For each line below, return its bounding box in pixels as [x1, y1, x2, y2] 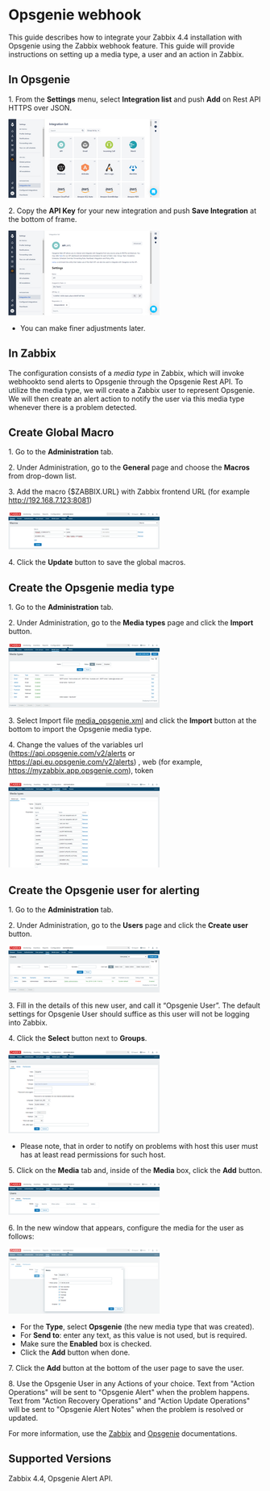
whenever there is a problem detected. [8, 402, 137, 412]
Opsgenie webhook [8, 6, 142, 24]
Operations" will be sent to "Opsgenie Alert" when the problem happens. [8, 1388, 250, 1397]
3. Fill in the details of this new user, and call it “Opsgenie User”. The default [8, 1000, 260, 1010]
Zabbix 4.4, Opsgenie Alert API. [8, 1473, 113, 1483]
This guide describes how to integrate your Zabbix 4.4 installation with [8, 32, 243, 42]
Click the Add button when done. [19, 1347, 131, 1357]
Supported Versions [8, 1452, 111, 1466]
